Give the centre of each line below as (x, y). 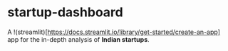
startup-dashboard (65, 12)
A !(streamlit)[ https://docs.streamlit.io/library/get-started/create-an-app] (114, 32)
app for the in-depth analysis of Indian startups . (78, 39)
